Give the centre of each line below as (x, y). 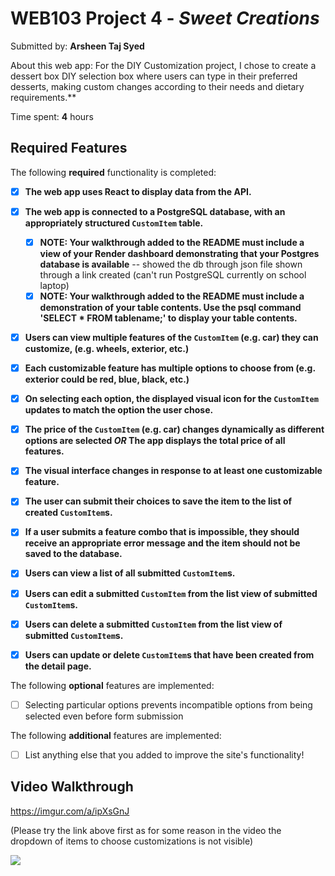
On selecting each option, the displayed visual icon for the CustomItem (171, 399)
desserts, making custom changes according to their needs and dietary (157, 86)
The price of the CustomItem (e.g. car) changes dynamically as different (174, 429)
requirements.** (43, 97)
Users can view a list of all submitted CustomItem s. (130, 573)
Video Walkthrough (72, 787)
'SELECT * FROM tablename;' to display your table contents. (168, 318)
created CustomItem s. (68, 513)
